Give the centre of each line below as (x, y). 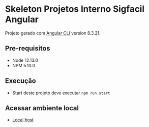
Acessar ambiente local (42, 108)
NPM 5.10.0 (24, 65)
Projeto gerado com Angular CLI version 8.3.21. (53, 33)
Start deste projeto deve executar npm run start (61, 93)
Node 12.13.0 (25, 60)
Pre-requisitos (28, 48)
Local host (23, 120)
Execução (21, 81)
